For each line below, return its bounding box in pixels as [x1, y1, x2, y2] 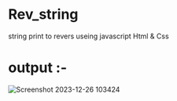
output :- [8, 59, 68, 77]
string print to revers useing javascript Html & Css [8, 31, 169, 41]
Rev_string [8, 5, 79, 23]
